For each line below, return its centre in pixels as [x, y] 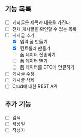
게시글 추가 [23, 35]
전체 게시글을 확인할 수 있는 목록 [44, 29]
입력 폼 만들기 [34, 42]
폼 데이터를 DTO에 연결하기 [47, 67]
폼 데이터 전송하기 [38, 55]
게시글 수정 [23, 74]
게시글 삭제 [23, 80]
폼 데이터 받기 [34, 61]
